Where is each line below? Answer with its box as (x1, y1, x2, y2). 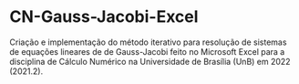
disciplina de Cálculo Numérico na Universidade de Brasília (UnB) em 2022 (9, 56, 291, 67)
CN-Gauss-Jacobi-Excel (9, 6, 199, 27)
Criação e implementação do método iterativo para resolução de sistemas (9, 37, 287, 47)
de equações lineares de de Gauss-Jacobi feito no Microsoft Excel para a (9, 46, 285, 57)
